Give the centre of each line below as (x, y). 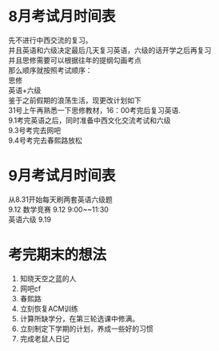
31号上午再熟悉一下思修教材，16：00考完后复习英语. (95, 110)
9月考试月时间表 (62, 176)
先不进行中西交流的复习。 (50, 40)
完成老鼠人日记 (44, 338)
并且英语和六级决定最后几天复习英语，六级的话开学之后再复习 (110, 50)
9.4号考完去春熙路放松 (45, 140)
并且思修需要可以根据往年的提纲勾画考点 (75, 60)
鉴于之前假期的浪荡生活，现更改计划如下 (75, 100)
